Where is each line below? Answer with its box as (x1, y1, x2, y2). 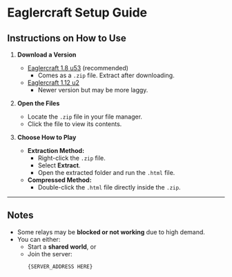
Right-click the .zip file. (37, 154, 106, 162)
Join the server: (27, 249, 72, 258)
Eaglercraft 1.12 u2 (27, 79, 79, 87)
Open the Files (17, 99, 60, 107)
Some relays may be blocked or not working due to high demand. (17, 227, 206, 236)
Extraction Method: (27, 147, 85, 154)
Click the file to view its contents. (27, 120, 122, 128)
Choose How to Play (17, 133, 77, 141)
